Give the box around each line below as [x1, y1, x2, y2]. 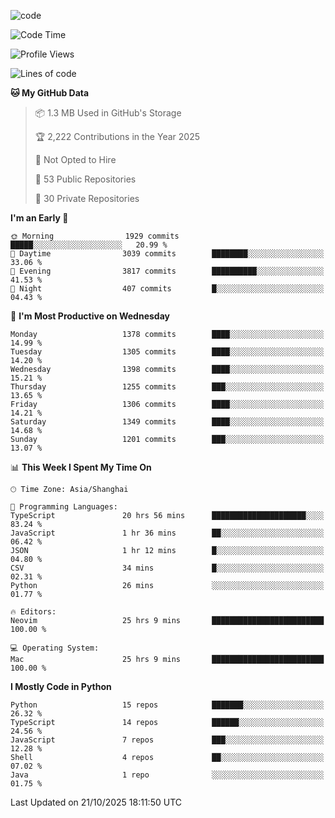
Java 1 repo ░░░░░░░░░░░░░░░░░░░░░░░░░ [10, 770, 325, 780]
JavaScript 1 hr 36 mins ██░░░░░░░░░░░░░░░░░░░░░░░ [10, 528, 325, 538]
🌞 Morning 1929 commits [10, 231, 180, 241]
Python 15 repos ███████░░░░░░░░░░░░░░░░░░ [10, 700, 325, 710]
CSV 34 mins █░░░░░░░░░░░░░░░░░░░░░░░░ [10, 563, 325, 573]
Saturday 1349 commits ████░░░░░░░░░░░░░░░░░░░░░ [10, 417, 325, 427]
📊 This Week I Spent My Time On [10, 461, 152, 473]
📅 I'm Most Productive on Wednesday [10, 310, 170, 322]
